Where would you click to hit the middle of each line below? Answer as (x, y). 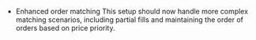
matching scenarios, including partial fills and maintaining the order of (129, 20)
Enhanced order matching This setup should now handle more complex (132, 11)
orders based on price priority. (65, 28)
